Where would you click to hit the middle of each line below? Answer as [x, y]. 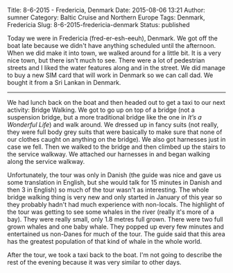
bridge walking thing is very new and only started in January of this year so [115, 197]
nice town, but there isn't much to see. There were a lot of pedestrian [106, 60]
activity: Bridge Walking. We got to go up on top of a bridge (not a [101, 110]
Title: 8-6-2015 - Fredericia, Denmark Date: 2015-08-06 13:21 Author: [106, 10]
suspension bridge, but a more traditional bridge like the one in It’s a [105, 117]
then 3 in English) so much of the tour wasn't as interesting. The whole [108, 190]
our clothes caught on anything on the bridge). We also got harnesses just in [116, 139]
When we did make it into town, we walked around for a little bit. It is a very [114, 53]
